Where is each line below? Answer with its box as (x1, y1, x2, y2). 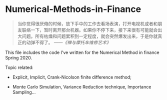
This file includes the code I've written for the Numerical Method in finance (5, 49, 159, 55)
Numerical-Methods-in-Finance (5, 3, 141, 15)
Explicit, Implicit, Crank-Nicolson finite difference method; (12, 74, 131, 80)
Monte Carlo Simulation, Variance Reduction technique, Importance (12, 83, 151, 89)
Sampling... (12, 89, 36, 95)
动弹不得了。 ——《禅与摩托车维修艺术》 (26, 39, 111, 45)
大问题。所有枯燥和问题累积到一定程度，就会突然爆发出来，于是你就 (17, 33, 158, 39)
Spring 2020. (5, 54, 32, 60)
